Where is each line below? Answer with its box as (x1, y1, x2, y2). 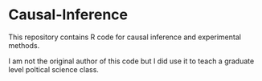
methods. (8, 40, 40, 50)
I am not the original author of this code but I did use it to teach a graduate (8, 56, 255, 66)
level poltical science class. (8, 64, 99, 74)
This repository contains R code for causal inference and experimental (8, 32, 241, 42)
